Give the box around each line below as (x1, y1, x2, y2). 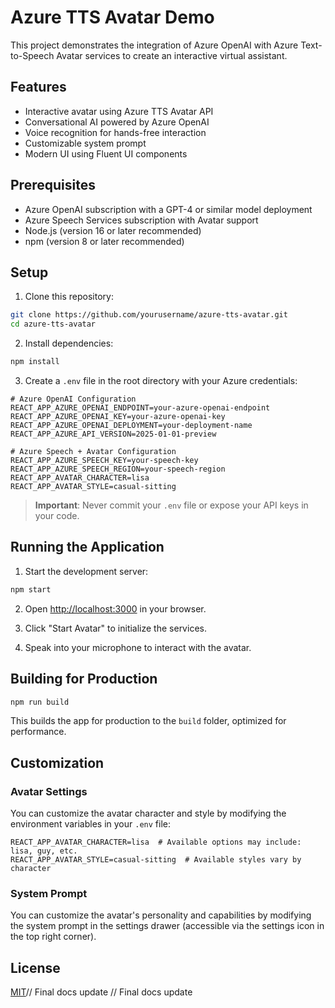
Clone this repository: (24, 291, 114, 303)
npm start (10, 584, 52, 595)
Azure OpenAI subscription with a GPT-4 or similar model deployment (24, 203, 313, 215)
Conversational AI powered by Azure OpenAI (24, 116, 210, 128)
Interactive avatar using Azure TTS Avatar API (24, 105, 214, 117)
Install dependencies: (24, 337, 114, 350)
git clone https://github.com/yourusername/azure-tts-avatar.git (10, 310, 288, 320)
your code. (34, 510, 80, 521)
